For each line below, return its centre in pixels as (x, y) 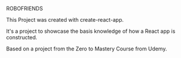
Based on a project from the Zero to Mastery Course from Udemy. (87, 49)
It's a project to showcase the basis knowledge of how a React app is (91, 31)
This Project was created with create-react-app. (65, 20)
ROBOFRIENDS (25, 8)
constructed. (22, 37)
